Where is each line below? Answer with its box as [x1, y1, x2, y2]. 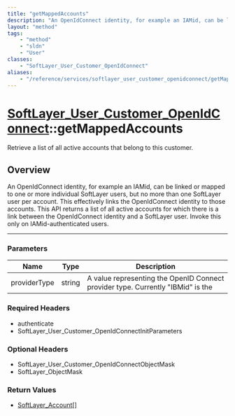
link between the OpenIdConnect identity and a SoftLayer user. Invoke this [7, 212, 222, 221]
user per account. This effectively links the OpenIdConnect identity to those [7, 197, 226, 206]
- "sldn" [20, 43, 45, 50]
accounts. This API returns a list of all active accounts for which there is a [7, 204, 219, 214]
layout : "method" [7, 23, 58, 30]
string [61, 278, 80, 288]
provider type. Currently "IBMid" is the [87, 282, 213, 292]
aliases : [7, 69, 33, 76]
